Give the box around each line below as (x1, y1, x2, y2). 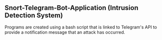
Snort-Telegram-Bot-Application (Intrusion (4, 4, 138, 12)
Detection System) (4, 12, 63, 20)
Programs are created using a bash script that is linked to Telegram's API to (4, 24, 158, 30)
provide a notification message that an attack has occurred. (4, 29, 126, 35)
